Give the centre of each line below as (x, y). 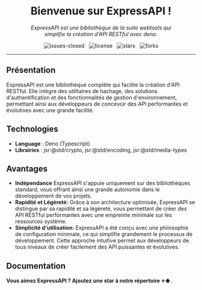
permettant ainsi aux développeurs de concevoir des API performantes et (97, 104)
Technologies (32, 129)
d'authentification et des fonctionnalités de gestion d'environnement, (92, 97)
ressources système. (41, 222)
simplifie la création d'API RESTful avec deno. (101, 34)
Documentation (36, 266)
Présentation (31, 70)
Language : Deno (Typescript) (52, 143)
